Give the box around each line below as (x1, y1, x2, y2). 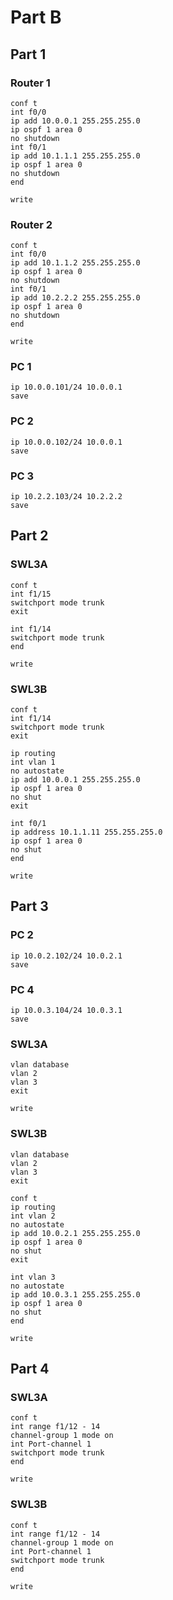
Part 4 (10, 1361, 50, 1378)
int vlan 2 (10, 1211, 56, 1221)
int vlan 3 (10, 1272, 56, 1282)
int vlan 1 (10, 757, 56, 768)
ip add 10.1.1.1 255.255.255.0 (10, 151, 141, 161)
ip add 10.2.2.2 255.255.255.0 (10, 293, 141, 303)
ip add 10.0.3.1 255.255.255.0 (10, 1289, 141, 1300)
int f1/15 (10, 589, 52, 599)
